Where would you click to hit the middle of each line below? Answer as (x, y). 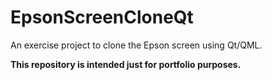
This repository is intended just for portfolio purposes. (126, 64)
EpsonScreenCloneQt (102, 17)
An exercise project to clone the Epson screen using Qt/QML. (136, 45)
